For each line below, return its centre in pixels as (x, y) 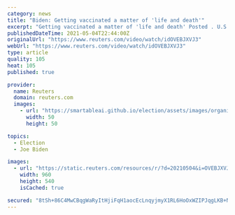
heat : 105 (22, 66)
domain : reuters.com (43, 98)
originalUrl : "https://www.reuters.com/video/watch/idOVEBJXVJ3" (104, 40)
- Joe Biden (31, 149)
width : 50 (40, 117)
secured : (20, 200)
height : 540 (37, 181)
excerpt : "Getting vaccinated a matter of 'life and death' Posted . (111, 27)
